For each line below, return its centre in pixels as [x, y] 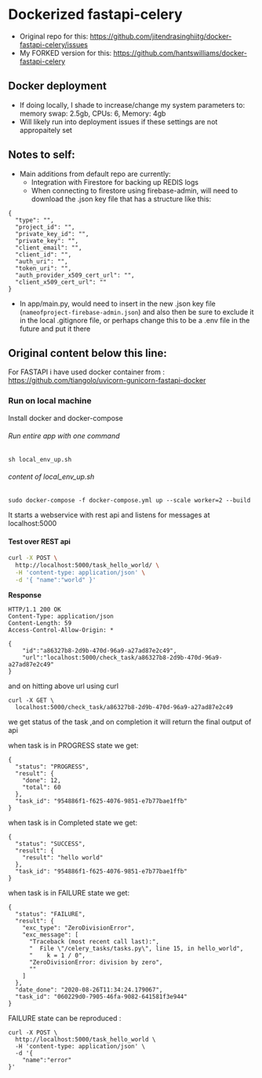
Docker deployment [58, 86]
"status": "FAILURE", [51, 914]
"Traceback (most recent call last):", [94, 941]
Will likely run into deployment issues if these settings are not [118, 121]
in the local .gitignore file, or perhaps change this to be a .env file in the [135, 320]
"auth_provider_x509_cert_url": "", [75, 275]
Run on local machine [50, 401]
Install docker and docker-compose [65, 418]
